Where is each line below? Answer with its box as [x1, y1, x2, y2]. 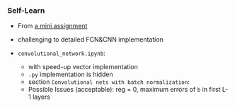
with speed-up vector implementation [28, 63, 138, 71]
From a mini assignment [17, 22, 88, 30]
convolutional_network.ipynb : [17, 49, 106, 58]
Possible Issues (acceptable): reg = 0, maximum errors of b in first [28, 85, 221, 94]
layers [33, 92, 51, 101]
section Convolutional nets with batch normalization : [28, 78, 190, 86]
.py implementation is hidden [28, 70, 113, 79]
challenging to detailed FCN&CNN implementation [17, 35, 164, 44]
